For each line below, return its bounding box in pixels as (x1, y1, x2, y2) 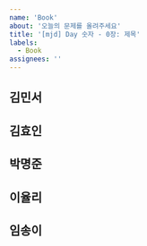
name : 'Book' (9, 13, 58, 22)
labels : (9, 38, 39, 47)
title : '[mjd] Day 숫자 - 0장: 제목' (9, 30, 141, 38)
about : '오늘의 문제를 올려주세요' (9, 21, 122, 30)
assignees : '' (9, 55, 63, 64)
